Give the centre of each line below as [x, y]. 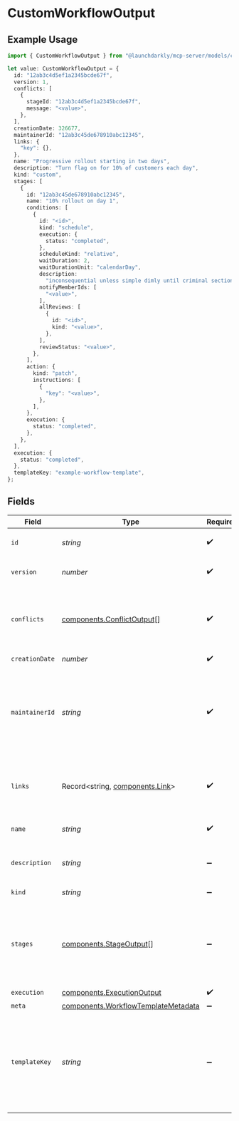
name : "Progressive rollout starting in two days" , [92, 162]
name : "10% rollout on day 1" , [73, 201]
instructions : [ [57, 380]
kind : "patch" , [55, 373]
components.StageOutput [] [108, 944]
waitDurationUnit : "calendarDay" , [90, 268]
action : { [41, 367]
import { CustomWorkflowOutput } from [65, 56]
